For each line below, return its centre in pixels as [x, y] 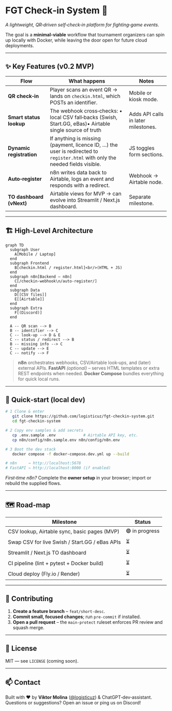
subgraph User [25, 249]
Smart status [24, 117]
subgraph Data [25, 290]
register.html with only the [83, 158]
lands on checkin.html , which [85, 96]
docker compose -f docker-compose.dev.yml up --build [71, 454]
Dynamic [19, 148]
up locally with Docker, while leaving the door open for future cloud [76, 40]
